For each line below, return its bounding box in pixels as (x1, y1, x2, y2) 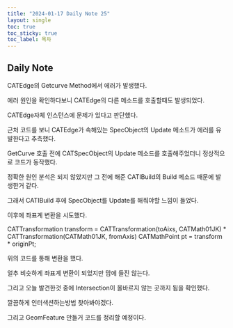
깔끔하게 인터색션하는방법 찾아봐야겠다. (7, 298, 113, 306)
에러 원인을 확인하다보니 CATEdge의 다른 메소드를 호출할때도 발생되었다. (7, 95, 205, 104)
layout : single (7, 17, 51, 24)
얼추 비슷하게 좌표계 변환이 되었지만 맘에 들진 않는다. (7, 269, 150, 277)
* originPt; (7, 240, 37, 248)
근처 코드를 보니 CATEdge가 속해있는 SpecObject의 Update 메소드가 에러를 (7, 125, 214, 134)
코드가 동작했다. (14, 157, 58, 166)
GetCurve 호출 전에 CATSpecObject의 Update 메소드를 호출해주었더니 (7, 149, 202, 157)
